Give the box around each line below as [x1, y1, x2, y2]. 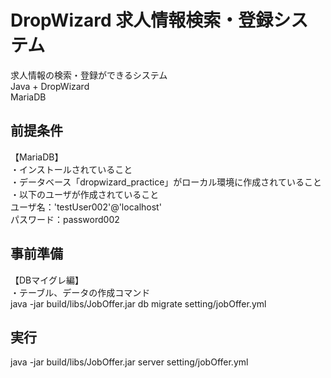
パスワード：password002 [10, 213, 120, 225]
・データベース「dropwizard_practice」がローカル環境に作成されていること [10, 176, 322, 188]
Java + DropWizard [10, 80, 90, 92]
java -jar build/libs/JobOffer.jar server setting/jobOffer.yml [10, 356, 249, 368]
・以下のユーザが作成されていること [10, 188, 160, 200]
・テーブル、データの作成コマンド [10, 286, 151, 298]
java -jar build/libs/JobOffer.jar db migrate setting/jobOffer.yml [10, 297, 267, 310]
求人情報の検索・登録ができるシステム [10, 69, 168, 81]
